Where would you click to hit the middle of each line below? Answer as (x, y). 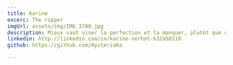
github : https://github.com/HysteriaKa (65, 45)
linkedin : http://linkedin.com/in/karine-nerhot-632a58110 (94, 39)
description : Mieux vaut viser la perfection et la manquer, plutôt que (114, 32)
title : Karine (28, 13)
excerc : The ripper (35, 20)
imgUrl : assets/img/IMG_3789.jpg (55, 26)
